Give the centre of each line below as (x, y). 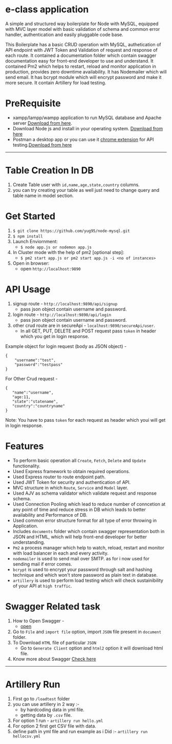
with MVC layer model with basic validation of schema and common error (83, 29)
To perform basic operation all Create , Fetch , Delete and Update (79, 460)
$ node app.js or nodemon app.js (56, 247)
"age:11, (21, 397)
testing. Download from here (42, 145)
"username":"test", (35, 360)
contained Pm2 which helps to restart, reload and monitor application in (81, 66)
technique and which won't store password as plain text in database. (85, 575)
